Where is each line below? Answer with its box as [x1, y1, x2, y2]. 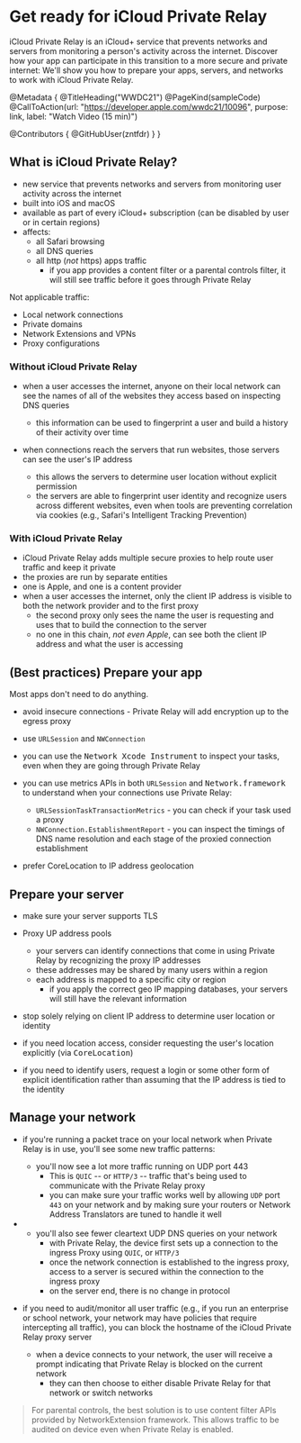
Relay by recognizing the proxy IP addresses [35, 955, 201, 966]
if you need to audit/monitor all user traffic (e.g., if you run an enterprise [22, 1302, 289, 1313]
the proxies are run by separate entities [22, 572, 168, 583]
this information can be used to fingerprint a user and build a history [35, 417, 289, 429]
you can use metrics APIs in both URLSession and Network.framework [22, 777, 286, 789]
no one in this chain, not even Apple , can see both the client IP [35, 629, 268, 640]
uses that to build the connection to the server [35, 620, 208, 631]
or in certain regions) [22, 216, 101, 227]
